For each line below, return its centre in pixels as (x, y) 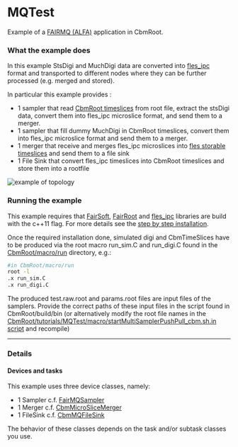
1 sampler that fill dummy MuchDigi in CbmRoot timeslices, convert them (123, 131)
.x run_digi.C (28, 285)
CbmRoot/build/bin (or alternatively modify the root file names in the (107, 314)
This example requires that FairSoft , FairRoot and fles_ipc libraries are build (117, 216)
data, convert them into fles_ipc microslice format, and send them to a (120, 116)
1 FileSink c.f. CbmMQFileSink (61, 415)
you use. (20, 436)
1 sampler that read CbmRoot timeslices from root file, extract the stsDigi (124, 108)
